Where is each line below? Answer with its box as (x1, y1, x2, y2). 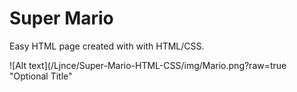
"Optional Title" (9, 70, 73, 82)
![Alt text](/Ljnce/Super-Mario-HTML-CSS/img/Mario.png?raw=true (9, 59, 287, 71)
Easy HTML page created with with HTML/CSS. (9, 40, 205, 52)
